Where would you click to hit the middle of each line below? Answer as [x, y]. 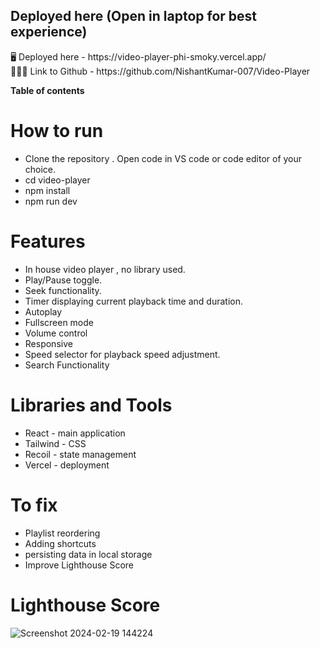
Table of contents [47, 90]
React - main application [75, 433]
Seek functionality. [63, 290]
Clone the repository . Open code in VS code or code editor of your [163, 158]
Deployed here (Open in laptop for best [134, 16]
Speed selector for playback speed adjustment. [122, 354]
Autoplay [43, 311]
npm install [47, 190]
